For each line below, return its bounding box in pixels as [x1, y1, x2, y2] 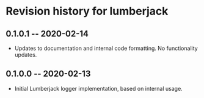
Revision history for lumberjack [5, 4, 169, 18]
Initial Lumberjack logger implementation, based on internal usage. [14, 85, 183, 92]
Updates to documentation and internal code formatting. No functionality [14, 44, 198, 52]
